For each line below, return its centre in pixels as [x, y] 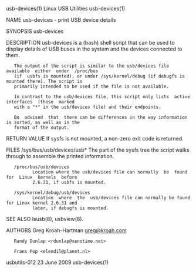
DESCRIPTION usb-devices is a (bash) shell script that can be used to [90, 43]
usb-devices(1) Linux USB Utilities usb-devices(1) [66, 9]
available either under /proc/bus [52, 71]
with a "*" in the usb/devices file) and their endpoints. [87, 107]
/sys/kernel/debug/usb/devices [52, 193]
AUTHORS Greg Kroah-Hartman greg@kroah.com [67, 230]
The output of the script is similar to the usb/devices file [91, 66]
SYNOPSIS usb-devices [35, 31]
